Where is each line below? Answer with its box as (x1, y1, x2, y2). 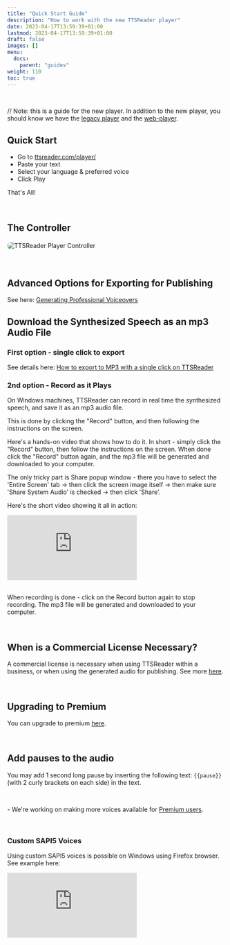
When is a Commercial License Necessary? (7, 642, 198, 653)
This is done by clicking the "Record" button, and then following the (7, 417, 200, 425)
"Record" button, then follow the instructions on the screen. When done (7, 445, 211, 454)
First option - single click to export (7, 347, 125, 357)
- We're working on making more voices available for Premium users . (7, 805, 204, 813)
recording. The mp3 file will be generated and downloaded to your (7, 601, 196, 609)
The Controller (7, 222, 71, 233)
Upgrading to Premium (7, 700, 107, 712)
